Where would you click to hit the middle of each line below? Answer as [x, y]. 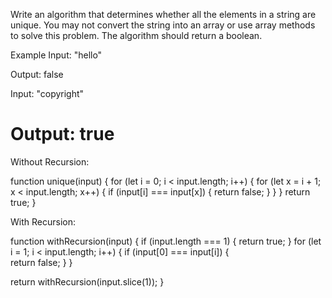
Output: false [37, 74]
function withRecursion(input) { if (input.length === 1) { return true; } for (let [166, 241]
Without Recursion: [50, 161]
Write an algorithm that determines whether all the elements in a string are [163, 14]
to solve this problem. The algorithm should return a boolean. [136, 35]
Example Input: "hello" [56, 55]
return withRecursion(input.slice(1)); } [87, 281]
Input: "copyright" [47, 93]
